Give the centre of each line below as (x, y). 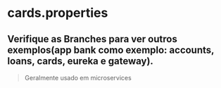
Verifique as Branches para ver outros (92, 39)
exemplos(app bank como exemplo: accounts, (111, 50)
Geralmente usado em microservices (78, 78)
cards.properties (58, 13)
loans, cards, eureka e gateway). (80, 61)
